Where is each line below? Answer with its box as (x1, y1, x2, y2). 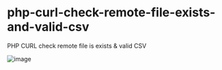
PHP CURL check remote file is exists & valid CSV (7, 41, 147, 50)
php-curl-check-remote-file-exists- (7, 5, 216, 20)
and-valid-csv (7, 19, 90, 35)
